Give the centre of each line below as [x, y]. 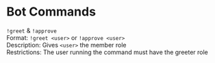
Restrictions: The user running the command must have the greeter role [107, 52]
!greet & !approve [32, 30]
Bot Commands [51, 12]
